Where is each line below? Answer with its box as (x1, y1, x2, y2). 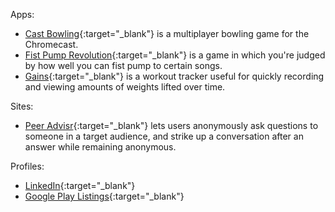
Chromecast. (24, 39, 79, 50)
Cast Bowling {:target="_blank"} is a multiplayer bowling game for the (24, 28, 310, 39)
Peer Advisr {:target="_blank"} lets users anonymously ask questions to (24, 120, 319, 131)
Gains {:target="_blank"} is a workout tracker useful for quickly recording (24, 70, 325, 82)
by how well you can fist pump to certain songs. (24, 60, 223, 71)
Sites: (10, 100, 34, 112)
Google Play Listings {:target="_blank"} (24, 190, 185, 202)
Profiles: (10, 160, 45, 172)
